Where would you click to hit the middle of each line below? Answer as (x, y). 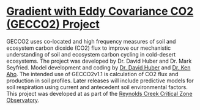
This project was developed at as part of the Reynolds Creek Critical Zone (99, 93)
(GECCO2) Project (53, 24)
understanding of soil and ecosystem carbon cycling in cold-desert (91, 54)
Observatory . (23, 100)
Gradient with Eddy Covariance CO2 (100, 11)
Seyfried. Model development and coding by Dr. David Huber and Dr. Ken (98, 67)
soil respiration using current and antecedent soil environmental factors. (97, 87)
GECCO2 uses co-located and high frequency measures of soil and (91, 41)
